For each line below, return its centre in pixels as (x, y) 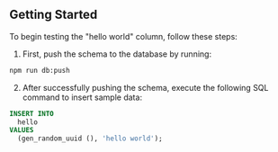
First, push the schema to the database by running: (117, 54)
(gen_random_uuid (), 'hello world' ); (90, 139)
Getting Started (54, 15)
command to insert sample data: (82, 97)
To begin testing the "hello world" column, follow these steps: (124, 36)
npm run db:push (40, 70)
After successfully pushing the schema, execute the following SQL (145, 87)
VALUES (22, 130)
